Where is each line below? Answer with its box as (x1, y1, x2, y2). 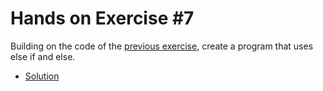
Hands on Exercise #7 (10, 7, 195, 30)
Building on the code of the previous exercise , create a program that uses (10, 40, 314, 52)
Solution (24, 70, 60, 82)
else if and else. (10, 50, 76, 62)
